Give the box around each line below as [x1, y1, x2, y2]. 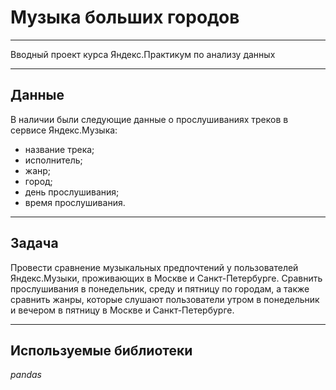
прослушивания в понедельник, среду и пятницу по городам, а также [10, 282, 310, 295]
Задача [10, 235, 59, 252]
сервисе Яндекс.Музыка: [10, 124, 118, 136]
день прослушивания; [24, 186, 120, 198]
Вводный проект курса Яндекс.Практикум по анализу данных [10, 48, 276, 60]
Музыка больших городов [10, 6, 240, 29]
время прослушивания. [24, 196, 126, 208]
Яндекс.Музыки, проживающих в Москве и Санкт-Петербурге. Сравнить [10, 272, 323, 284]
